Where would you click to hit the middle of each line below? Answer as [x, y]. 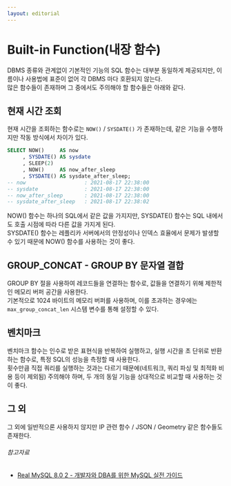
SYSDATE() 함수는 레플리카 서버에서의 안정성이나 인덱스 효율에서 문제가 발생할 [113, 233]
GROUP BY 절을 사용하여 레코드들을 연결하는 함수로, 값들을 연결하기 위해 [106, 284]
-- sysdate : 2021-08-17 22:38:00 [78, 189]
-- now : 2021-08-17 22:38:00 [78, 182]
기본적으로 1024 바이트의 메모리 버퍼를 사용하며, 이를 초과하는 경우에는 [102, 301]
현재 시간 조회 [34, 111]
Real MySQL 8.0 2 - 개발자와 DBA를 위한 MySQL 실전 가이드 [100, 475]
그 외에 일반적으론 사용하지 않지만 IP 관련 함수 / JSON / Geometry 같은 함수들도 [115, 427]
